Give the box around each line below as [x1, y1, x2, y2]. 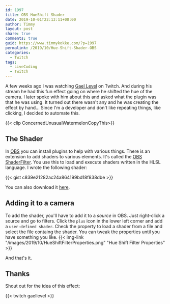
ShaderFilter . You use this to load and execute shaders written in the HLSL [5, 159, 161, 165]
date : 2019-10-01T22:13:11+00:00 [5, 17, 76, 22]
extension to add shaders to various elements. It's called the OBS [5, 153, 143, 159]
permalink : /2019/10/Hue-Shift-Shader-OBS [5, 45, 97, 50]
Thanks [5, 269, 30, 278]
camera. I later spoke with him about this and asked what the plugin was [5, 94, 157, 100]
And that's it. [5, 255, 32, 261]
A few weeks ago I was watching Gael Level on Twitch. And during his [5, 83, 152, 89]
